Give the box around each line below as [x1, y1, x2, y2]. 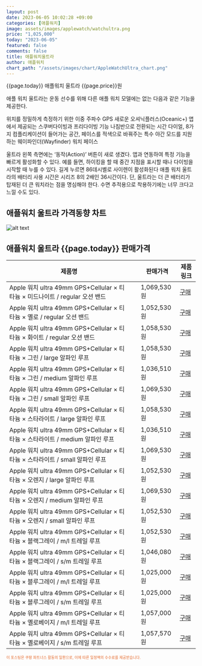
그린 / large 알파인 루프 [27, 354, 90, 362]
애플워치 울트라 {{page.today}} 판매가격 [6, 243, 151, 253]
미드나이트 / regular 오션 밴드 [27, 293, 106, 300]
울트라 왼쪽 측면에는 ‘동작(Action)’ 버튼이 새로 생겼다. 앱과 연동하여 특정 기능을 [6, 151, 191, 158]
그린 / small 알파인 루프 [27, 395, 90, 402]
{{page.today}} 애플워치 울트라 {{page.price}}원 [6, 82, 122, 89]
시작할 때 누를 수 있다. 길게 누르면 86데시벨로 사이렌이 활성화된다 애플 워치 [6, 166, 181, 173]
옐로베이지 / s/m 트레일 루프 [27, 639, 102, 647]
